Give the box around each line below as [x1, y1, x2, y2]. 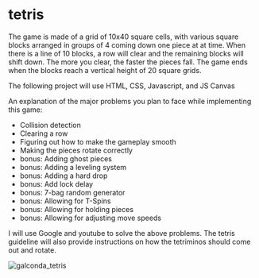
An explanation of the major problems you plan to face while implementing [8, 96, 252, 106]
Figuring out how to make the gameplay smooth [19, 137, 176, 146]
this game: [8, 105, 43, 114]
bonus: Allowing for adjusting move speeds [19, 213, 161, 222]
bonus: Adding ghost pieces [19, 153, 113, 164]
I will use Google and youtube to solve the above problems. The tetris [8, 228, 236, 237]
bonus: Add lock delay [19, 179, 94, 188]
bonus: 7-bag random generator [19, 187, 126, 197]
